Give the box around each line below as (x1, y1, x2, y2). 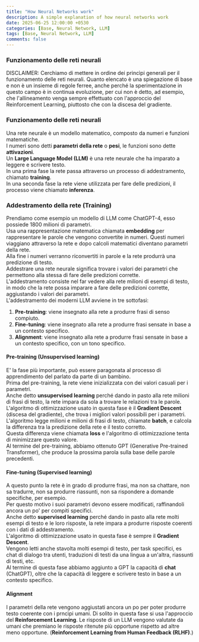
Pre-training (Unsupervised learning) (6, 353, 100, 360)
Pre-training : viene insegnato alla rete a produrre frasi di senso (14, 308, 170, 315)
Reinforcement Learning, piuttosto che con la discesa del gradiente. (6, 101, 172, 108)
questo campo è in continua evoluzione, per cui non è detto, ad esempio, (6, 89, 185, 96)
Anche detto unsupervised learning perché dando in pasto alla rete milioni (6, 392, 189, 399)
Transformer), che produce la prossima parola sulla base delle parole (6, 449, 175, 456)
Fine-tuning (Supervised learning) (6, 468, 93, 476)
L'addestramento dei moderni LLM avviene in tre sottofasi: (6, 297, 149, 304)
